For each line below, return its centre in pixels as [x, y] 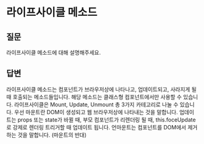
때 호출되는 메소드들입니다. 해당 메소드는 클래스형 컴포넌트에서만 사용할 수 [94, 97]
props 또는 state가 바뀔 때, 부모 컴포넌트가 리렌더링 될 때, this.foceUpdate [107, 120]
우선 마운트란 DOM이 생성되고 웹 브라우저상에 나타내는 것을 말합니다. [96, 112]
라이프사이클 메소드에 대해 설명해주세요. [54, 53]
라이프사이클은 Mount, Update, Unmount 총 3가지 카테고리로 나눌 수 [96, 105]
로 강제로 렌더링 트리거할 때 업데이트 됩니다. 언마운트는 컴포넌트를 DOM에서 [97, 127]
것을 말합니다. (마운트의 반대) [52, 135]
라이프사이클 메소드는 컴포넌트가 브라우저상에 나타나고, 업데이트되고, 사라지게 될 [101, 89]
